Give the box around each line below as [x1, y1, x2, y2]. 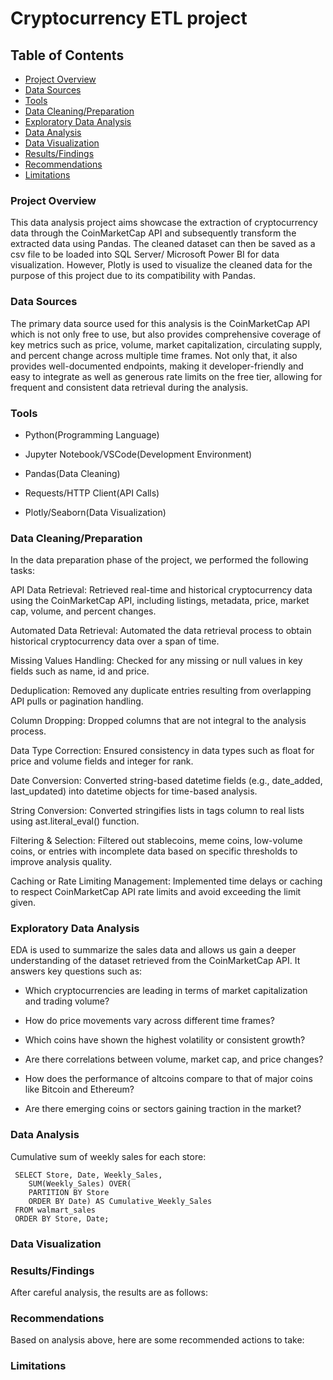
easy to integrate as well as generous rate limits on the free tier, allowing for [10, 370, 323, 382]
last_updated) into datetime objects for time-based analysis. [10, 785, 258, 797]
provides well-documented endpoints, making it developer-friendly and [10, 360, 304, 372]
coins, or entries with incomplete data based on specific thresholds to [10, 845, 298, 857]
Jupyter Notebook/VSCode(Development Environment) [24, 448, 253, 460]
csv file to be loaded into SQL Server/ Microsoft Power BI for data [10, 248, 280, 261]
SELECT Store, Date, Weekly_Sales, [14, 1170, 163, 1180]
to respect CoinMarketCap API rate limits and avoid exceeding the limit [10, 886, 302, 898]
